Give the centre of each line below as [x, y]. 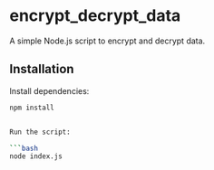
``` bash [24, 148]
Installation [42, 69]
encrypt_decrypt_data [95, 16]
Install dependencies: [49, 90]
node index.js [36, 156]
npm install [32, 108]
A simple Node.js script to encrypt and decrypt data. [107, 41]
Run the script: [40, 132]
